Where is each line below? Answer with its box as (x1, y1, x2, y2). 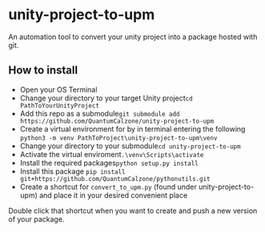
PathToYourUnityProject (19, 101, 100, 109)
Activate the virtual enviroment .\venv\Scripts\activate (19, 149, 204, 159)
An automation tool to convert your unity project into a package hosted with (8, 32, 258, 41)
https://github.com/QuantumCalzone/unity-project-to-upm (19, 117, 215, 125)
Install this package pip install (19, 166, 126, 176)
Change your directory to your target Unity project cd (19, 93, 194, 103)
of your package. (8, 214, 65, 224)
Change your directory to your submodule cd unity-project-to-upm (19, 141, 242, 151)
